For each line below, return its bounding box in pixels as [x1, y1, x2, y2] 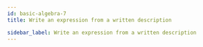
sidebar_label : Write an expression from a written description [7, 29, 197, 36]
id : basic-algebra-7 [7, 10, 67, 17]
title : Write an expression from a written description [7, 17, 172, 23]
